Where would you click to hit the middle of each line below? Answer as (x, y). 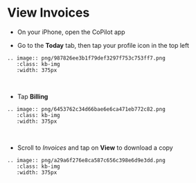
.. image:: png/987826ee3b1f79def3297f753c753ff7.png (87, 58)
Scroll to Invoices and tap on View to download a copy (95, 148)
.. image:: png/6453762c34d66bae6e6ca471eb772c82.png (87, 109)
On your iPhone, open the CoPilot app (71, 32)
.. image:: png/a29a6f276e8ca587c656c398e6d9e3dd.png (87, 160)
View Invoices (48, 13)
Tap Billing (33, 96)
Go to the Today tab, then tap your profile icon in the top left (103, 45)
